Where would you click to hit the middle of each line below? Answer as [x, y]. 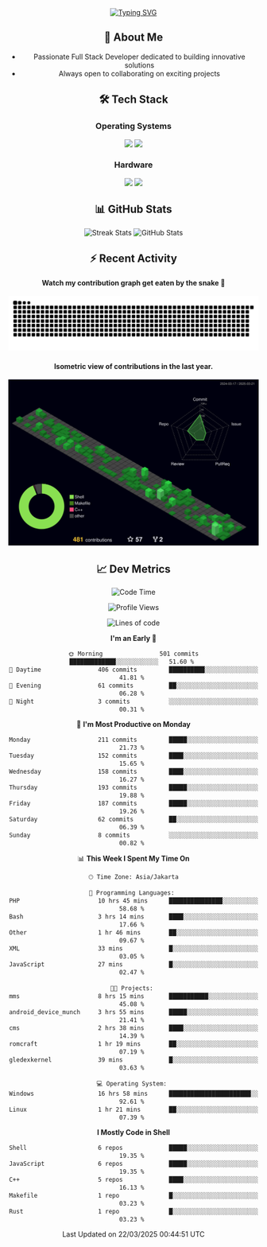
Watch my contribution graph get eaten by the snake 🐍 [133, 282]
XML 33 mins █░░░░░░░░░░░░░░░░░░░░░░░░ [133, 949]
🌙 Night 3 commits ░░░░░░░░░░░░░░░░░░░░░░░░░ [133, 702]
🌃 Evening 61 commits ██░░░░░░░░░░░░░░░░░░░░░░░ [133, 686]
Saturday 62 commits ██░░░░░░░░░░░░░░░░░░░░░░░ [133, 820]
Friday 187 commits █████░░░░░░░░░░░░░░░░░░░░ [133, 804]
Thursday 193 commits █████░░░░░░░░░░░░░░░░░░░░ [133, 788]
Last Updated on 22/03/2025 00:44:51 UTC [133, 1234]
